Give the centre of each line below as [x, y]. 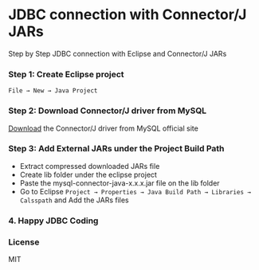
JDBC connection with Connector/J [128, 15]
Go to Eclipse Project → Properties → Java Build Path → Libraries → [135, 191]
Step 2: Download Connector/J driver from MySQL [108, 111]
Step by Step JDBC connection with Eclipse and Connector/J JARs [118, 53]
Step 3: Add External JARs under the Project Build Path [116, 149]
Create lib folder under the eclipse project [88, 174]
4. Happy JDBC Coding [53, 221]
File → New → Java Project [53, 91]
